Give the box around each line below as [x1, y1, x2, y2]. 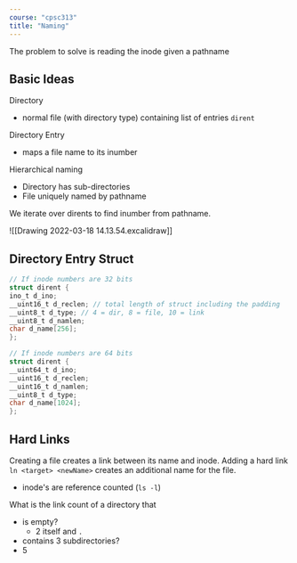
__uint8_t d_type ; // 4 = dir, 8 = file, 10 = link [9, 308, 205, 317]
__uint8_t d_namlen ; [9, 316, 86, 325]
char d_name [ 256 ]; [9, 324, 77, 334]
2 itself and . [35, 526, 83, 536]
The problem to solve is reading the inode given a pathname [9, 45, 229, 56]
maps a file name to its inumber [21, 147, 138, 158]
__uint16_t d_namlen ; [9, 382, 90, 391]
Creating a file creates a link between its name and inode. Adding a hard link [9, 455, 289, 466]
